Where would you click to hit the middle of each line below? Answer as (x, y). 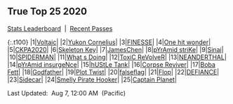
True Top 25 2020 (47, 12)
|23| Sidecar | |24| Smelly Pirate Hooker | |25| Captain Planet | (92, 79)
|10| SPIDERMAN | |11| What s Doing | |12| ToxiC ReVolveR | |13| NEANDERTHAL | (117, 57)
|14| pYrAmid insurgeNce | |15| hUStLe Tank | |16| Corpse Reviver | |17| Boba (112, 64)
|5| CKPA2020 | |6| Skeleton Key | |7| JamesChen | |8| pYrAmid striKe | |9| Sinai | (115, 49)
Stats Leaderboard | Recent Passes (60, 28)
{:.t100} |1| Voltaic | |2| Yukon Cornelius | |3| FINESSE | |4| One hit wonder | (109, 42)
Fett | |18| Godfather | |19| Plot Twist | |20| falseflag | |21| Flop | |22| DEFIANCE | (113, 72)
